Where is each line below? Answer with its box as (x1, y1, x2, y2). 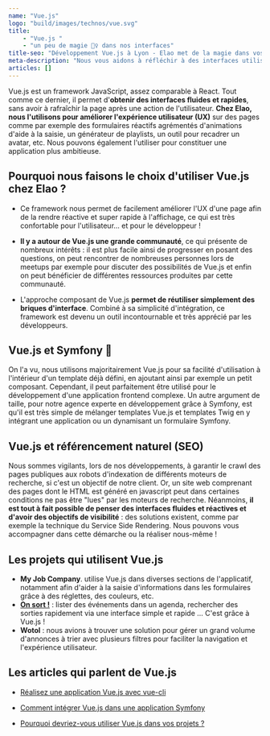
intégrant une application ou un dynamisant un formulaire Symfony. (8, 416, 231, 426)
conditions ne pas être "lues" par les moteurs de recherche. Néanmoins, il (8, 495, 254, 505)
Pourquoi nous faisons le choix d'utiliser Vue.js (8, 170, 250, 184)
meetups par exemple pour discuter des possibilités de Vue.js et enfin (19, 262, 252, 271)
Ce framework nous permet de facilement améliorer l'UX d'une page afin (19, 203, 262, 213)
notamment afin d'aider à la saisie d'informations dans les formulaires (19, 583, 252, 592)
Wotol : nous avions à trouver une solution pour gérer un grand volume (19, 626, 256, 635)
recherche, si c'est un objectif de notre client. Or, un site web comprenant (8, 478, 252, 488)
